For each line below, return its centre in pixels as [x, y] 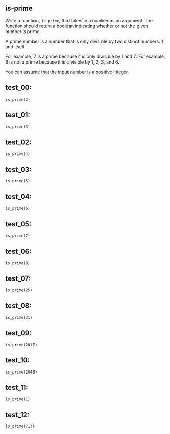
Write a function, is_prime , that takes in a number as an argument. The [79, 20]
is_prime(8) [18, 263]
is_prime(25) [19, 290]
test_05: [19, 224]
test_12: [18, 414]
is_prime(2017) [21, 345]
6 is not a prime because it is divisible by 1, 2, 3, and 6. [62, 62]
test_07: [18, 278]
